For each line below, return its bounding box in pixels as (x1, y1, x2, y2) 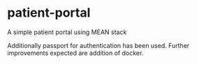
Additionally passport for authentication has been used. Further (7, 41, 190, 49)
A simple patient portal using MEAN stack (7, 28, 127, 36)
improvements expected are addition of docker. (7, 49, 144, 57)
